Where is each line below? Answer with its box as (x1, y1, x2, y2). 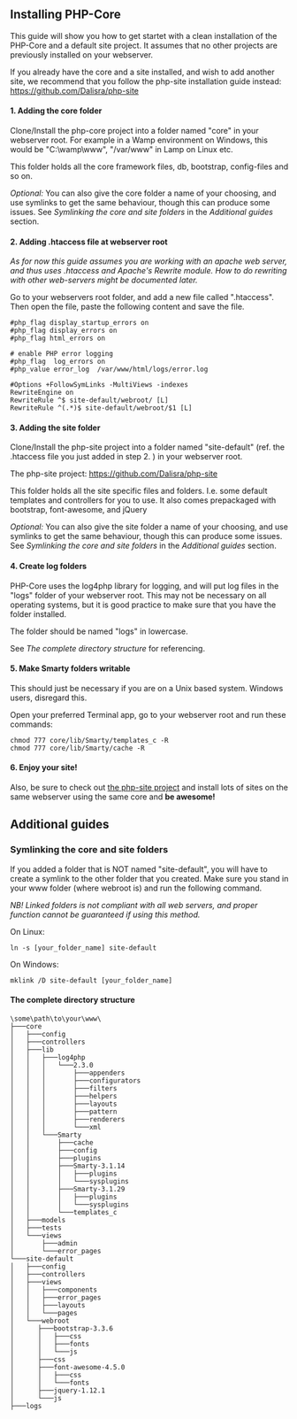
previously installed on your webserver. (10, 49, 154, 60)
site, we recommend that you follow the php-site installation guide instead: (10, 75, 282, 87)
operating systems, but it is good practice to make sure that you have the (10, 599, 277, 610)
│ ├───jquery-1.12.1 (10, 1385, 105, 1395)
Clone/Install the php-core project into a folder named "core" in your (10, 126, 259, 136)
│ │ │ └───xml (10, 1122, 102, 1131)
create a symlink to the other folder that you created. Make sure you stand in (10, 873, 289, 883)
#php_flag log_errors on (10, 358, 105, 366)
